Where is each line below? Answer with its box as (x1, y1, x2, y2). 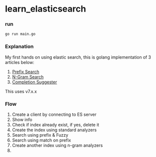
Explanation (5, 43, 34, 50)
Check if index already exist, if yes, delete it (12, 122, 99, 127)
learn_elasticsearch (5, 3, 86, 15)
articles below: (5, 59, 34, 65)
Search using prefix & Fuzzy (12, 132, 69, 138)
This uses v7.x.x (5, 88, 37, 94)
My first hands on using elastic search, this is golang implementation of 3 (5, 54, 151, 60)
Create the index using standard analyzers (12, 127, 97, 133)
